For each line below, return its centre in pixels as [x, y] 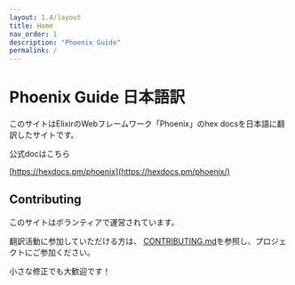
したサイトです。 [48, 135]
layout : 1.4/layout [45, 17]
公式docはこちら [40, 154]
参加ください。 [67, 252]
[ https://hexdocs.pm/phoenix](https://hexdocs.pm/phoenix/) [120, 172]
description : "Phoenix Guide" [65, 42]
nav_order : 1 [33, 34]
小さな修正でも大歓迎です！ [60, 271]
